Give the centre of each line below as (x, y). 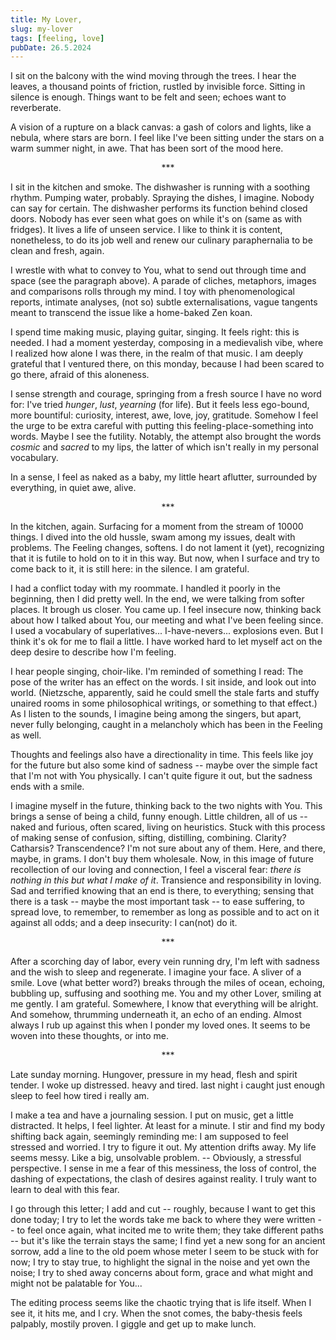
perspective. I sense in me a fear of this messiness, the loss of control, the (163, 1168)
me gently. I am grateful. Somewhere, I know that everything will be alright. (164, 1004)
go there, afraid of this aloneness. (80, 375)
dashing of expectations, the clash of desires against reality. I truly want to (163, 1179)
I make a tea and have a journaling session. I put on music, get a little (152, 1115)
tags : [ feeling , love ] (57, 38)
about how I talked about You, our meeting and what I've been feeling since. (167, 620)
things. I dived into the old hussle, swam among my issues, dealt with (153, 537)
